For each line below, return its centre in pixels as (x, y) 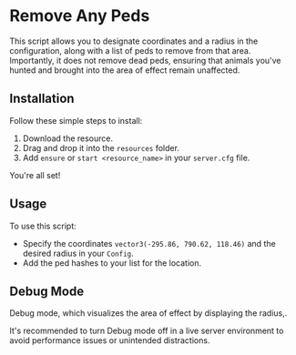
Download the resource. (68, 138)
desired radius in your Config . (78, 253)
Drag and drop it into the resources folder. (101, 147)
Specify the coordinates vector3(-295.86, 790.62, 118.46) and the (149, 243)
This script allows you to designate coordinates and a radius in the (134, 41)
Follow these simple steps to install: (76, 120)
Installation (42, 99)
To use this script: (43, 226)
